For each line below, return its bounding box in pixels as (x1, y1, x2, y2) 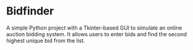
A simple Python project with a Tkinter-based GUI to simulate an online (6, 24, 182, 31)
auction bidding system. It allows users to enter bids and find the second (6, 30, 187, 37)
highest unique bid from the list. (6, 37, 86, 44)
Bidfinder (6, 4, 54, 18)
